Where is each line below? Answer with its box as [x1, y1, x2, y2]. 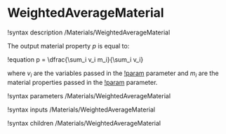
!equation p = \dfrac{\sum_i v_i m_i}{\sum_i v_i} [7, 55, 144, 64]
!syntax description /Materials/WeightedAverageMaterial [7, 28, 171, 36]
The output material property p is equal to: [7, 41, 130, 50]
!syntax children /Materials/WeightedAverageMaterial [7, 119, 161, 127]
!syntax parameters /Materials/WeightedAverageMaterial [7, 91, 171, 100]
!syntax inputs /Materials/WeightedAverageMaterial [7, 105, 156, 114]
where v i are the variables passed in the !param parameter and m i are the [7, 69, 219, 79]
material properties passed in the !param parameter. [7, 78, 158, 86]
